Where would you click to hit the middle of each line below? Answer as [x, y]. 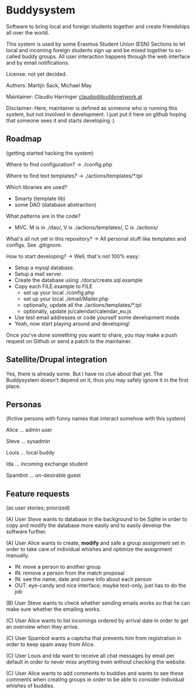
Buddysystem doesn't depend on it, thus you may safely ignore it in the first [97, 380]
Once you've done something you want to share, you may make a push [92, 335]
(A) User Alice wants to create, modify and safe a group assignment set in [96, 543]
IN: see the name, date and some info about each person [83, 579]
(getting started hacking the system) [50, 153]
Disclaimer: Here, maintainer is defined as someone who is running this [92, 108]
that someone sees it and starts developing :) [61, 120]
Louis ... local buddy [30, 453]
